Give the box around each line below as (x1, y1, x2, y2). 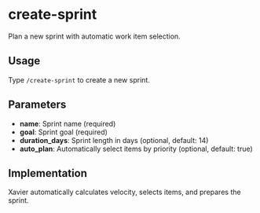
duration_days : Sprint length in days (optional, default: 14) (19, 135, 209, 145)
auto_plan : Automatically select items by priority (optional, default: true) (19, 144, 253, 153)
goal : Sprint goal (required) (19, 127, 108, 137)
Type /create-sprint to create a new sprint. (8, 75, 151, 84)
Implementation (8, 167, 88, 180)
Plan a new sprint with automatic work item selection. (8, 31, 181, 41)
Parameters (8, 98, 67, 112)
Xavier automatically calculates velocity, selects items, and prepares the (8, 187, 241, 197)
